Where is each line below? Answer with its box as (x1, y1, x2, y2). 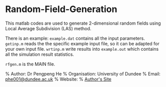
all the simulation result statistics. (5, 51, 74, 57)
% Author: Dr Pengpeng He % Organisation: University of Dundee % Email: (5, 70, 161, 76)
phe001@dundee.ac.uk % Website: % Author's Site (5, 76, 112, 82)
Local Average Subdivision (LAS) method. (5, 25, 92, 31)
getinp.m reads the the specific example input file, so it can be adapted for (5, 40, 159, 46)
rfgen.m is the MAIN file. (5, 61, 55, 67)
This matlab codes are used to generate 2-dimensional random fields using (5, 20, 161, 26)
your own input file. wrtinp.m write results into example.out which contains (5, 46, 159, 52)
